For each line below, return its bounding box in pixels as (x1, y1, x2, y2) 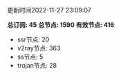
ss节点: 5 (17, 53, 44, 61)
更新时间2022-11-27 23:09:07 (7, 6, 91, 14)
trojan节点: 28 (17, 61, 57, 69)
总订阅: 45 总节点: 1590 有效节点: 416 (7, 21, 115, 29)
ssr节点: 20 (17, 35, 50, 44)
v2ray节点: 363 (17, 44, 61, 52)
